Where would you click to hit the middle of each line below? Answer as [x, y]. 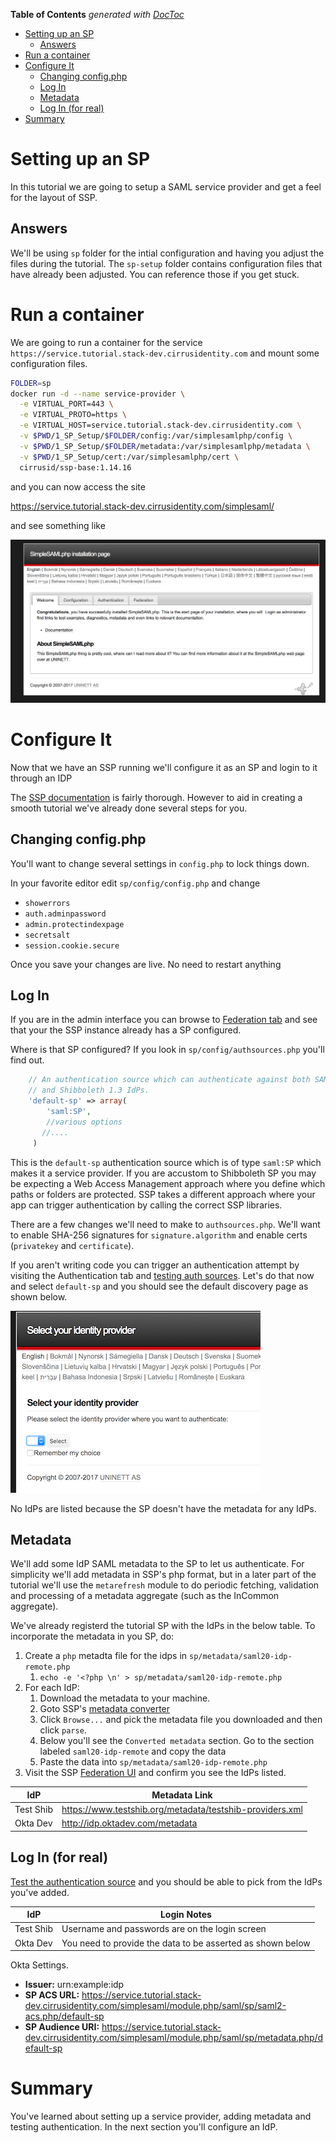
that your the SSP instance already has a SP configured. [126, 1030]
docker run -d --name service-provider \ [98, 394]
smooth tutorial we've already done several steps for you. [129, 808]
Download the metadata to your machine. [125, 1698]
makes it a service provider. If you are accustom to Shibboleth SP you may [163, 1173]
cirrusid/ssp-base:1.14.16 [75, 467]
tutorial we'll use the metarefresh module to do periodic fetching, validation [165, 1585]
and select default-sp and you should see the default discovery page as [159, 1286]
